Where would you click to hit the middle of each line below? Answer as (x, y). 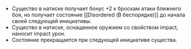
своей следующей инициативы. (52, 21)
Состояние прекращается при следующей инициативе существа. (94, 40)
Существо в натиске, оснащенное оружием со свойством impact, (95, 27)
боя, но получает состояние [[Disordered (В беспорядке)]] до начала (98, 15)
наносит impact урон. (39, 34)
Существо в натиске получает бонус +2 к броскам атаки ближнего (96, 9)
